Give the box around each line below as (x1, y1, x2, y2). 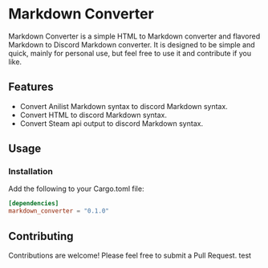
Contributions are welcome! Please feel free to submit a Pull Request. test (8, 250, 251, 260)
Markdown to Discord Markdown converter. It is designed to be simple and (8, 39, 255, 49)
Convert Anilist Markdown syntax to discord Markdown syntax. (19, 101, 229, 111)
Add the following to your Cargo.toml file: (8, 184, 144, 193)
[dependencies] (8, 200, 59, 208)
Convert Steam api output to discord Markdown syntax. (19, 118, 203, 128)
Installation (8, 166, 54, 177)
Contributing (8, 229, 74, 243)
